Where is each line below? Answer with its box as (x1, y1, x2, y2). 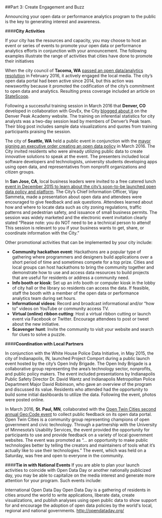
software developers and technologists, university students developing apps (5, 159, 157, 164)
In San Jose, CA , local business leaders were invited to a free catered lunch (5, 178, 156, 184)
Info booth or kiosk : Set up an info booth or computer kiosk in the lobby (12, 280, 156, 286)
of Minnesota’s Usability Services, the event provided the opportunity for (5, 427, 150, 432)
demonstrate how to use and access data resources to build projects (12, 270, 149, 275)
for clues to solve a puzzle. (12, 331, 66, 337)
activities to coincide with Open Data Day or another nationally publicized (5, 467, 151, 473)
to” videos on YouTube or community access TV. (12, 306, 109, 311)
